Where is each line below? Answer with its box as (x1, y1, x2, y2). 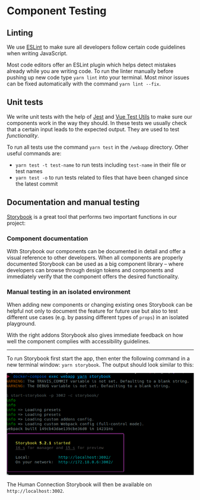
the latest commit (15, 180, 58, 187)
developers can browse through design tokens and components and (7, 266, 174, 273)
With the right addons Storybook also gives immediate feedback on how (7, 332, 183, 339)
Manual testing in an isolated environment (7, 288, 131, 296)
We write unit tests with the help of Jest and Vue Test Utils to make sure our (7, 113, 192, 120)
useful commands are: (7, 149, 62, 157)
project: (7, 219, 26, 227)
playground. (7, 320, 36, 327)
